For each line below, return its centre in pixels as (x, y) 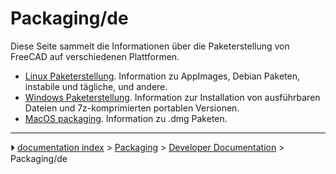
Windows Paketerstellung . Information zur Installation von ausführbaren (172, 97)
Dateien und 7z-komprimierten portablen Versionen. (132, 108)
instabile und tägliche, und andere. (96, 86)
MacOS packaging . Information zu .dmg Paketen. (126, 118)
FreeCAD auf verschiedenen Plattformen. (95, 56)
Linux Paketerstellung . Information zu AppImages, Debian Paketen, (162, 76)
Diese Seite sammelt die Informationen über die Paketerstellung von (150, 46)
